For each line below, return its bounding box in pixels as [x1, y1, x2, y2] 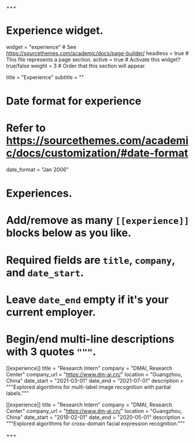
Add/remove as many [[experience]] [6, 214, 190, 227]
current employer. [6, 305, 96, 319]
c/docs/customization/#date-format [6, 146, 189, 160]
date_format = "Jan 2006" [6, 166, 69, 173]
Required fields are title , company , [6, 253, 176, 266]
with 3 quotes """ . [6, 345, 97, 358]
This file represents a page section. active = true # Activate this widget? [6, 56, 181, 63]
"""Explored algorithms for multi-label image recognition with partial [6, 383, 171, 390]
